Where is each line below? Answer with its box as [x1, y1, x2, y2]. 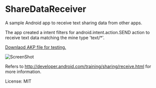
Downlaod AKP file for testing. [5, 44, 67, 50]
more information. [5, 68, 41, 75]
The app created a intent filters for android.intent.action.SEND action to [5, 29, 150, 35]
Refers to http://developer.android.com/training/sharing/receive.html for [5, 63, 152, 69]
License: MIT [5, 78, 32, 84]
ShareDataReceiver [5, 3, 86, 15]
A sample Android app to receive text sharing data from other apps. [5, 20, 142, 26]
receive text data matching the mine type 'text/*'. [5, 35, 105, 41]
